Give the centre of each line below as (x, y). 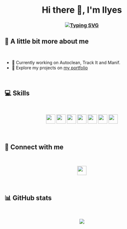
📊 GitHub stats (28, 198)
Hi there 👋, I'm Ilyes (82, 10)
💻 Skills (17, 93)
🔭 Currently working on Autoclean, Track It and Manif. (66, 62)
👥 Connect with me (34, 147)
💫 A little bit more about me (47, 41)
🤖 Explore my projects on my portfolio (50, 68)
